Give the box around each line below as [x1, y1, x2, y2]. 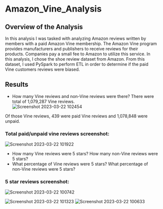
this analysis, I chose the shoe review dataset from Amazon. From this [5, 56, 145, 62]
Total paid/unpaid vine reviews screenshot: [5, 130, 110, 137]
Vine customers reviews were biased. [5, 66, 80, 72]
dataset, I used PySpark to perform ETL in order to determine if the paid [5, 62, 149, 67]
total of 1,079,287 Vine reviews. [12, 98, 75, 104]
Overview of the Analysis [5, 23, 83, 31]
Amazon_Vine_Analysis [5, 3, 102, 15]
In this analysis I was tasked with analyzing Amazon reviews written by [5, 35, 147, 41]
